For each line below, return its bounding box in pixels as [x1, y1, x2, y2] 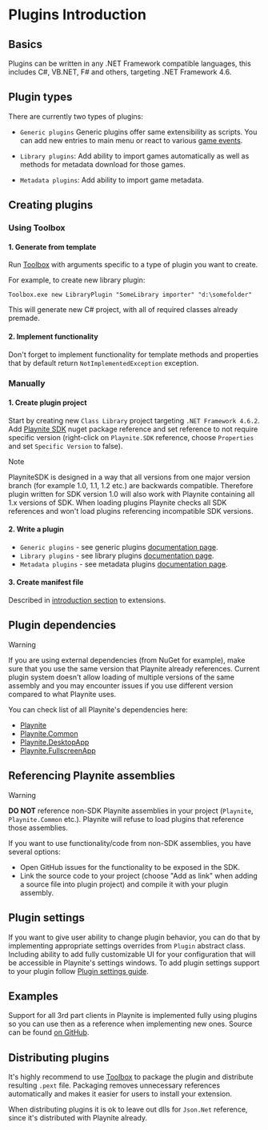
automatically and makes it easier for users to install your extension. [8, 1089, 233, 1099]
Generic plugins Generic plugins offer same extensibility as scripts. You [19, 126, 258, 137]
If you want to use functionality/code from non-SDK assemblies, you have [8, 838, 252, 847]
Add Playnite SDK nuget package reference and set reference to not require [8, 424, 258, 434]
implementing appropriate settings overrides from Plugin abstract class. [8, 940, 246, 950]
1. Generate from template [8, 242, 97, 251]
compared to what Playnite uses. [8, 689, 117, 699]
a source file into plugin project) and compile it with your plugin [19, 879, 229, 889]
